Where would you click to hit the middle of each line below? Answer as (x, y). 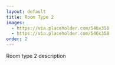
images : (16, 22)
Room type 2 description (36, 56)
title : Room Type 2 (30, 17)
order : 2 (17, 39)
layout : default (26, 12)
